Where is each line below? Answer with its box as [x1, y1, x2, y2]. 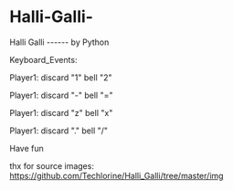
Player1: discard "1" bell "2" [9, 71, 112, 83]
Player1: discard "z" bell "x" [9, 107, 113, 118]
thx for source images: [9, 160, 94, 171]
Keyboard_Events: [9, 54, 78, 65]
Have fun [9, 142, 44, 153]
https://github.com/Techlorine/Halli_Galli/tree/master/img [9, 170, 224, 181]
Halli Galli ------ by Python [9, 37, 110, 47]
